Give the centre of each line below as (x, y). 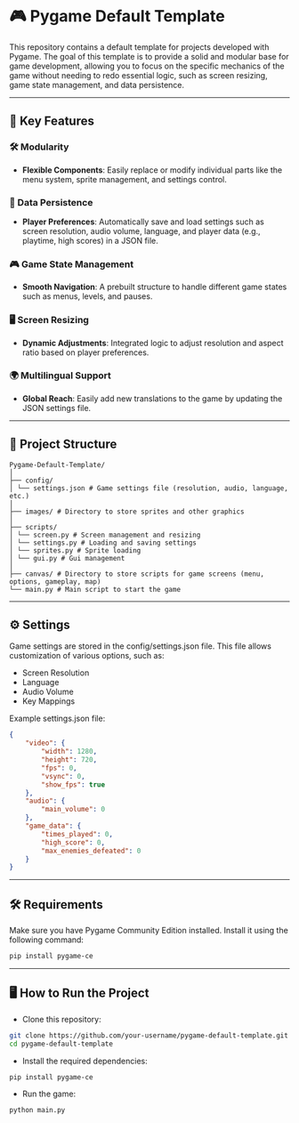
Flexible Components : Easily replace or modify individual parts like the (152, 170)
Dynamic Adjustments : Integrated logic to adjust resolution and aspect (153, 343)
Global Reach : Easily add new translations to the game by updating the (152, 398)
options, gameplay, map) (55, 582)
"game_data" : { (53, 826)
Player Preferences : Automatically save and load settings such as (143, 222)
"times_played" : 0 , (77, 834)
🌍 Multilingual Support (60, 376)
